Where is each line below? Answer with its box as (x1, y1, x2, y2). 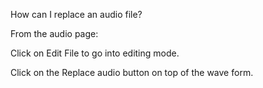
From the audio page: (10, 28, 99, 39)
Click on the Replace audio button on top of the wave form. (10, 67, 254, 78)
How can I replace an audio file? (10, 9, 143, 20)
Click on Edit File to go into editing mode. (10, 47, 180, 59)
